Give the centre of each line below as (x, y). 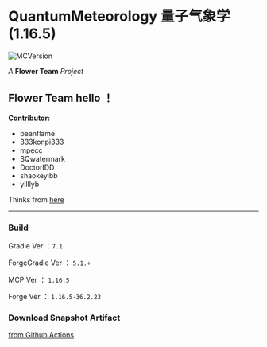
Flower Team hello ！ (61, 98)
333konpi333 (42, 142)
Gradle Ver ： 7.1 (36, 246)
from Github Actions (41, 335)
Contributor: (29, 118)
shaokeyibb (39, 175)
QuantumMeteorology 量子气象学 (119, 16)
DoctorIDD (37, 167)
